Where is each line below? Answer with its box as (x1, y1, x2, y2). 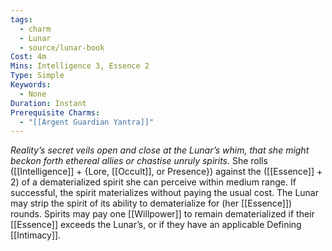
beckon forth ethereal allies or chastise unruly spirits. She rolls (10, 155, 268, 167)
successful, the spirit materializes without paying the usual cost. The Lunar (10, 187, 319, 199)
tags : (10, 14, 33, 25)
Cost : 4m (10, 52, 47, 62)
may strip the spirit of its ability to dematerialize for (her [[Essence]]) (10, 197, 293, 210)
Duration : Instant (10, 98, 87, 108)
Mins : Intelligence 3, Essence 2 (10, 61, 150, 71)
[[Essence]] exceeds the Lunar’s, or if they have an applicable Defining (10, 219, 302, 231)
